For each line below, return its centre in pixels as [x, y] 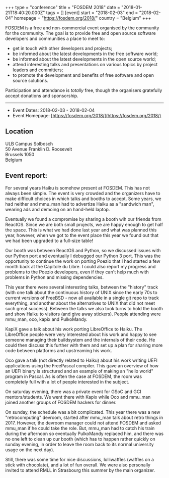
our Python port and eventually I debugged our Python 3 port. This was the [83, 256]
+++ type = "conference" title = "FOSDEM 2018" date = [63, 7]
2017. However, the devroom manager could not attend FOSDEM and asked [83, 423]
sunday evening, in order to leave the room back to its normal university [80, 444]
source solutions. [30, 81]
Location [19, 132]
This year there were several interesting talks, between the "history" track [82, 287]
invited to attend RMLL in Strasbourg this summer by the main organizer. [80, 470]
